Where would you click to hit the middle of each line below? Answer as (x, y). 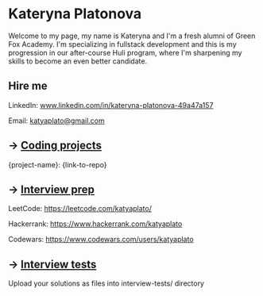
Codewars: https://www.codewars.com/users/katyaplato (101, 240)
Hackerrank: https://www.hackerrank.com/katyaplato (95, 224)
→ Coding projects (55, 146)
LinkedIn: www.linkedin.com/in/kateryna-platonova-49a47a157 (111, 105)
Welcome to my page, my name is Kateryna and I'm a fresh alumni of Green (132, 36)
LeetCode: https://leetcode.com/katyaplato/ (80, 209)
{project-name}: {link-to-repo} (58, 164)
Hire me (28, 86)
